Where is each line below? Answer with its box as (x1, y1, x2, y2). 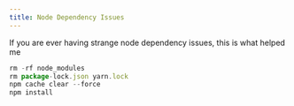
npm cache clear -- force (9, 80, 101, 89)
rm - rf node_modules (9, 64, 86, 72)
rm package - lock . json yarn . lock (9, 72, 128, 80)
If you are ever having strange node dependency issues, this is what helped (9, 37, 286, 48)
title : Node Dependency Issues (9, 12, 125, 22)
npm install (9, 88, 53, 97)
